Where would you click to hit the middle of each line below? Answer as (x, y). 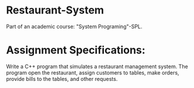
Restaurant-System (55, 10)
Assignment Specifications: (76, 50)
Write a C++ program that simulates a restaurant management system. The (97, 66)
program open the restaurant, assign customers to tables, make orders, (93, 72)
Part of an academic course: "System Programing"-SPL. (74, 26)
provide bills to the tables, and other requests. (62, 79)
